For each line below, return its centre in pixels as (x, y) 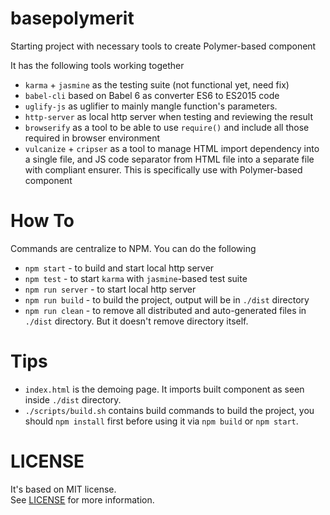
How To (42, 221)
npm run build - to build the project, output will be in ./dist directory (167, 299)
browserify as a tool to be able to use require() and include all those (167, 127)
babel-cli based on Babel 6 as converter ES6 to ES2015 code (152, 95)
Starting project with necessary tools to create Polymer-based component (163, 46)
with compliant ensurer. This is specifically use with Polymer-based (163, 169)
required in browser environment (92, 138)
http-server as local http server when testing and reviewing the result (168, 116)
